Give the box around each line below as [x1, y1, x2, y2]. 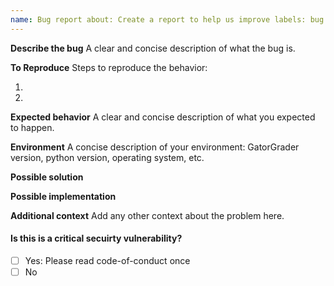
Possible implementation [10, 190, 117, 202]
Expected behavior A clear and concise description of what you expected [10, 111, 316, 123]
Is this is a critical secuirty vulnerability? [10, 232, 183, 245]
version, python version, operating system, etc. [10, 151, 205, 163]
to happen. [10, 121, 55, 133]
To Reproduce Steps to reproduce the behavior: [10, 61, 208, 73]
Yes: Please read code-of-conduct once [24, 254, 191, 266]
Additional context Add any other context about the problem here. [10, 209, 285, 221]
